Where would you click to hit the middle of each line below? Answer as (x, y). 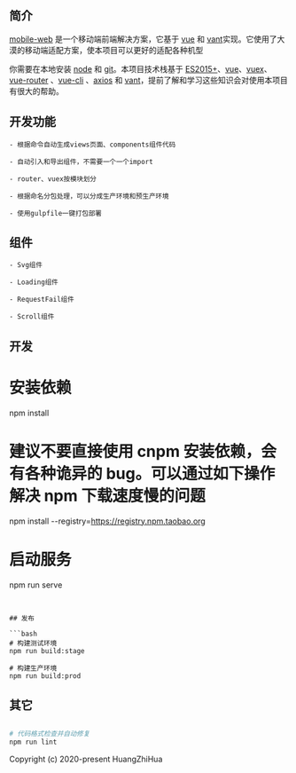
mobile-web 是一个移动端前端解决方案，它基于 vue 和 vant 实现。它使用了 (143, 39)
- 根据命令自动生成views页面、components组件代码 (93, 145)
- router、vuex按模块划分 (53, 179)
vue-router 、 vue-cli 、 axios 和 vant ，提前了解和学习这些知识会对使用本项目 (148, 80)
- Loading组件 (34, 282)
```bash (23, 634)
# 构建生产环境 (33, 668)
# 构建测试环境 (33, 643)
